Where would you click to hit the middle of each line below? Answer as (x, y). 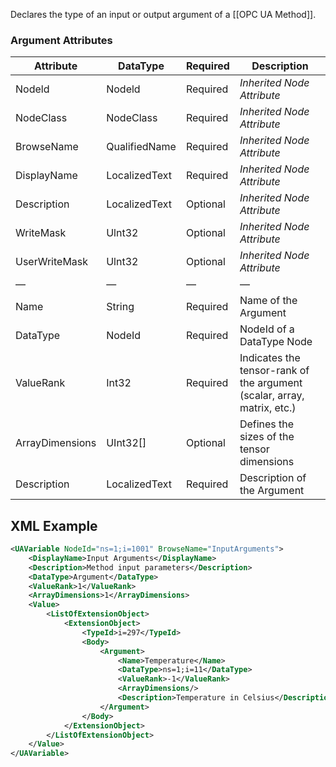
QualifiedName (141, 147)
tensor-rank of (274, 371)
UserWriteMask (52, 262)
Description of (273, 478)
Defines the (267, 424)
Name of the (268, 301)
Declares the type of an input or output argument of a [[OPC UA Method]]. (163, 14)
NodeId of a (267, 329)
